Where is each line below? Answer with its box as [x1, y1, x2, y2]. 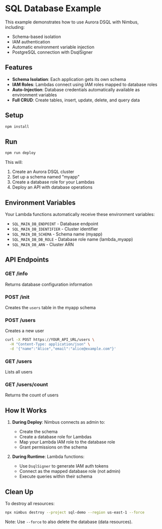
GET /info [5, 270, 28, 277]
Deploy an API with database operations [12, 184, 93, 190]
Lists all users [5, 369, 33, 375]
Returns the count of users [5, 392, 59, 398]
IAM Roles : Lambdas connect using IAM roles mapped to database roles [12, 81, 158, 87]
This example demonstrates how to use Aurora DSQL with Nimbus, [5, 19, 139, 25]
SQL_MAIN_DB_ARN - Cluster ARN [12, 241, 74, 247]
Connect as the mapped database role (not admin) [19, 469, 121, 474]
